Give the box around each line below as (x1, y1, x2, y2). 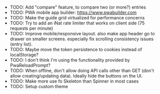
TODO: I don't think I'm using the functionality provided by (9, 57, 130, 63)
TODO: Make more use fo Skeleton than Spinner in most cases (9, 78, 139, 84)
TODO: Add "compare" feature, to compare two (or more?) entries (9, 4, 146, 10)
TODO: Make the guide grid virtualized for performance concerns (9, 15, 145, 20)
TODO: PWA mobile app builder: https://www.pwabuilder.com (9, 9, 137, 15)
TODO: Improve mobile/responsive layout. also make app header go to (9, 31, 155, 36)
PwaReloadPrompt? (9, 62, 51, 68)
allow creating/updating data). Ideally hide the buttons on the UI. (9, 73, 143, 79)
